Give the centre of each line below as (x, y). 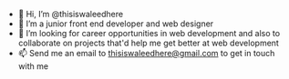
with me (33, 66)
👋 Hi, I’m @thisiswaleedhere (71, 14)
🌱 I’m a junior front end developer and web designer (116, 24)
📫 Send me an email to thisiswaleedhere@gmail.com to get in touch (146, 53)
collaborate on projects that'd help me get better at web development (149, 43)
